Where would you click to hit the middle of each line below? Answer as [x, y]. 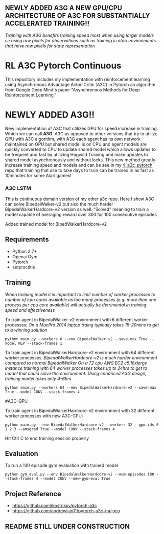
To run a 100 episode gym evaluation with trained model [62, 465]
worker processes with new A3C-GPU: [44, 415]
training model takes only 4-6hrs [38, 379]
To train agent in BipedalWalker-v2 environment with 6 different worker [77, 320]
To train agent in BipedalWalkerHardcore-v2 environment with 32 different [80, 411]
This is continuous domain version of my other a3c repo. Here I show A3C [80, 199]
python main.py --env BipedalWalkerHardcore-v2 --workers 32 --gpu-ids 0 [82, 425]
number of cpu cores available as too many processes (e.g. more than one [81, 299]
